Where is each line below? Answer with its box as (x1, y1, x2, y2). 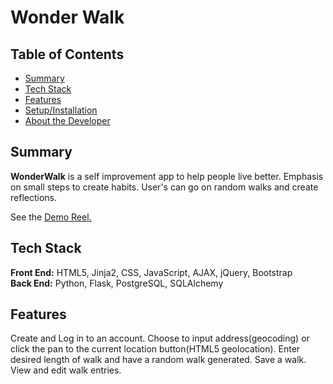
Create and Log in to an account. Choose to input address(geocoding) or (10, 332, 310, 345)
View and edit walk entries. (10, 364, 122, 376)
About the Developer (24, 115, 111, 126)
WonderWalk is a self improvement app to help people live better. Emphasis (10, 170, 324, 182)
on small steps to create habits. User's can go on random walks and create (10, 181, 319, 193)
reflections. (10, 191, 57, 203)
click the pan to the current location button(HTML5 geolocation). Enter (10, 343, 301, 355)
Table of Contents (10, 46, 125, 63)
